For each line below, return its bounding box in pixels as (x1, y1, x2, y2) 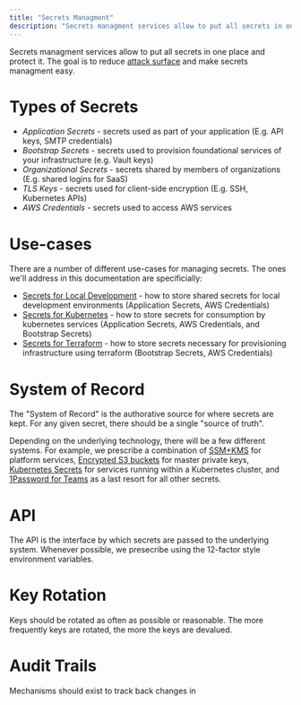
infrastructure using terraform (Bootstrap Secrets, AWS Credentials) (21, 347, 273, 359)
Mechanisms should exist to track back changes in (9, 685, 197, 696)
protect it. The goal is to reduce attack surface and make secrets (9, 56, 248, 66)
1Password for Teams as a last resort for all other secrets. (9, 474, 221, 484)
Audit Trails (9, 656, 97, 676)
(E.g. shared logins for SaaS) (21, 174, 128, 185)
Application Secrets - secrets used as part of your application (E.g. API (21, 126, 284, 137)
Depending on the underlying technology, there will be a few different (9, 436, 266, 447)
